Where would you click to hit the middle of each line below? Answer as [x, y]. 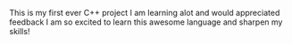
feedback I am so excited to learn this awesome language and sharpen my [146, 22]
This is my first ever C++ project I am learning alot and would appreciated [145, 13]
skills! [20, 31]
